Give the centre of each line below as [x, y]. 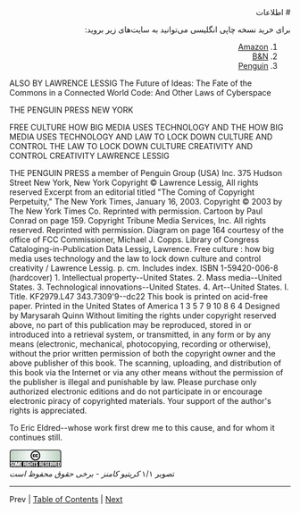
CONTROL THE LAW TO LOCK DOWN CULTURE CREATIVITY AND [131, 146]
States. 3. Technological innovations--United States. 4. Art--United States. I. [149, 287]
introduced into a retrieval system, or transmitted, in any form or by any [140, 334]
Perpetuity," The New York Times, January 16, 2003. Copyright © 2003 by [146, 202]
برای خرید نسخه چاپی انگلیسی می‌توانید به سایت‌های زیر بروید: [187, 29]
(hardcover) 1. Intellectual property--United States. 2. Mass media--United [146, 278]
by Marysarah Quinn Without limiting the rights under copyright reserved [143, 315]
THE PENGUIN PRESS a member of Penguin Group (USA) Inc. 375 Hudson [146, 173]
